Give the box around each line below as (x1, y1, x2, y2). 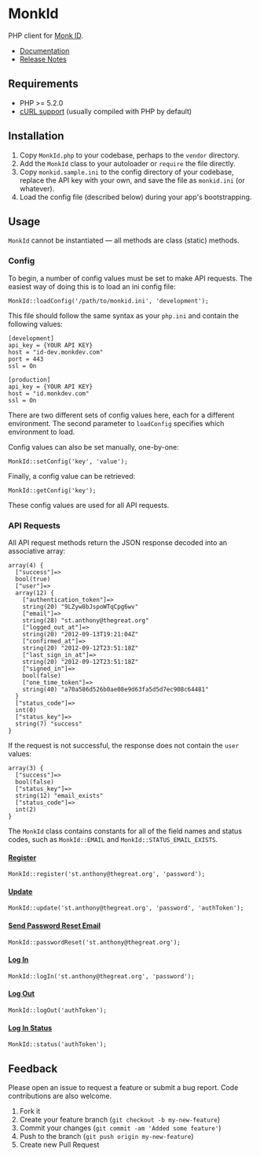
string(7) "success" (15, 720, 82, 728)
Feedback (8, 1062, 58, 1075)
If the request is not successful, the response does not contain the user (8, 740, 240, 750)
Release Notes (19, 54, 67, 64)
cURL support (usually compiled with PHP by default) (19, 106, 192, 116)
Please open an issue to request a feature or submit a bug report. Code (8, 1083, 239, 1092)
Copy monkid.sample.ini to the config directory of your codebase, (19, 167, 234, 176)
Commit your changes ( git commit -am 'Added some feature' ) (19, 1123, 222, 1133)
